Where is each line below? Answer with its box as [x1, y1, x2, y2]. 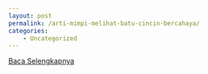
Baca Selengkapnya [8, 56, 75, 66]
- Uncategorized [23, 34, 78, 43]
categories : [8, 27, 48, 35]
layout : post [8, 11, 52, 20]
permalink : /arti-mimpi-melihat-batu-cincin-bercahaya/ [8, 19, 200, 27]
